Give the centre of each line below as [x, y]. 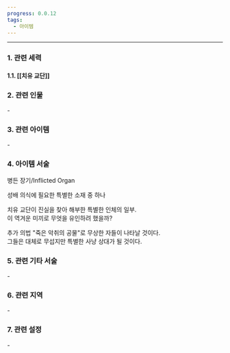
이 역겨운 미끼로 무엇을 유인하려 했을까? [60, 218]
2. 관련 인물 [25, 95]
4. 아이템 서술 [28, 164]
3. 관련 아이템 [28, 130]
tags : [15, 20]
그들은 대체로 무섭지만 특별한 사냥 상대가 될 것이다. [75, 241]
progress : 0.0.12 [32, 13]
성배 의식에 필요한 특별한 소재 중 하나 [56, 195]
